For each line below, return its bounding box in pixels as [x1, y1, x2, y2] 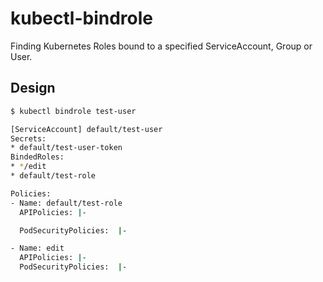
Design [10, 80, 56, 97]
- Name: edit [10, 243, 65, 254]
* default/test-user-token [10, 143, 123, 153]
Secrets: [10, 133, 47, 144]
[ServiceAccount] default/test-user [10, 124, 163, 134]
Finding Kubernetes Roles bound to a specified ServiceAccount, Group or [10, 40, 313, 52]
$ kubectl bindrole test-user [10, 106, 137, 116]
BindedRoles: [10, 152, 65, 162]
